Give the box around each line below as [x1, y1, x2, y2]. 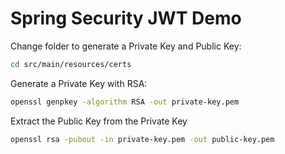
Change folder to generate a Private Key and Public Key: [10, 40, 242, 52]
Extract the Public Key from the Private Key [10, 115, 188, 127]
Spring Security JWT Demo [10, 7, 242, 30]
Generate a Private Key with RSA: [10, 77, 148, 89]
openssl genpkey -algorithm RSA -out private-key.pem [10, 97, 240, 107]
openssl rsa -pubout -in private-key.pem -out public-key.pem [10, 134, 275, 144]
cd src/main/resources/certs [10, 59, 132, 69]
